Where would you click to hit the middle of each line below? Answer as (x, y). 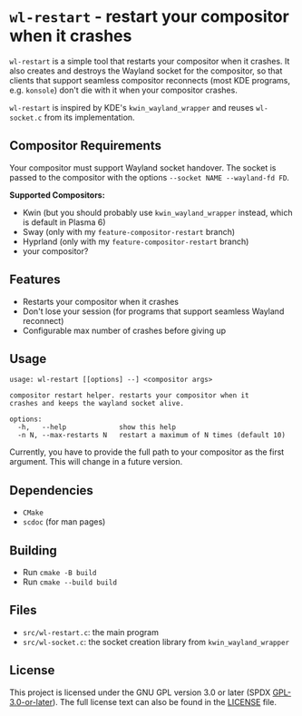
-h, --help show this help (97, 427)
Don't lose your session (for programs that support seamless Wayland (153, 311)
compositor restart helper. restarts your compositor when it (129, 396)
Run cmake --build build (70, 582)
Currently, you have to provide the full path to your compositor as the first (147, 452)
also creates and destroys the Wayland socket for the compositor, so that (146, 71)
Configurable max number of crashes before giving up (124, 330)
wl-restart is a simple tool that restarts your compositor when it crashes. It (150, 61)
